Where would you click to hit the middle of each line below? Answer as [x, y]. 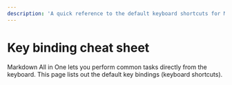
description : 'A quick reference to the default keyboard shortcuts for [114, 13]
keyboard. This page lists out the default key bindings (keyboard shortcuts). [115, 74]
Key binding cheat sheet [78, 47]
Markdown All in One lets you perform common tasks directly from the [107, 67]
